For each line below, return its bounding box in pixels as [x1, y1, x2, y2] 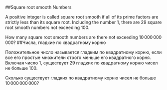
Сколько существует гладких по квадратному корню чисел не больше [5, 75, 156, 80]
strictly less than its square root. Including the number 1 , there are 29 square [5, 19, 162, 25]
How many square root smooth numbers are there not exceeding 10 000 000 [5, 34, 162, 40]
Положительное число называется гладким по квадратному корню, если [5, 49, 162, 55]
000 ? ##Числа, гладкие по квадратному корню [5, 39, 106, 45]
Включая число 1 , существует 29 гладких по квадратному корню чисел [5, 60, 158, 65]
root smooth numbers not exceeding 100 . [5, 24, 90, 30]
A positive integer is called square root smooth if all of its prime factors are [5, 14, 159, 19]
